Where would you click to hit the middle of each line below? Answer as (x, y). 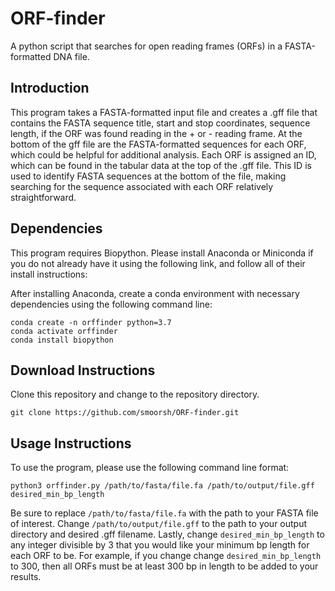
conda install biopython (62, 340)
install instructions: (49, 274)
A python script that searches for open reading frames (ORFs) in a (146, 46)
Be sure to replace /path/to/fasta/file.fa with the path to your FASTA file (164, 513)
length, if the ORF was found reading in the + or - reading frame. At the (156, 133)
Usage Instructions (71, 443)
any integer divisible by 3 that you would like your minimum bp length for (160, 545)
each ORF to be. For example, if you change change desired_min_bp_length (166, 556)
